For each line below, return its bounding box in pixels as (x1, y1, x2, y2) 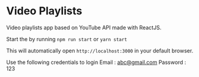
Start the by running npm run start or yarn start (6, 35, 127, 42)
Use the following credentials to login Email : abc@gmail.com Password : (6, 58, 186, 66)
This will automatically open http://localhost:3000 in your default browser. (6, 47, 194, 54)
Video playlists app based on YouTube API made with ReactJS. (6, 24, 162, 31)
